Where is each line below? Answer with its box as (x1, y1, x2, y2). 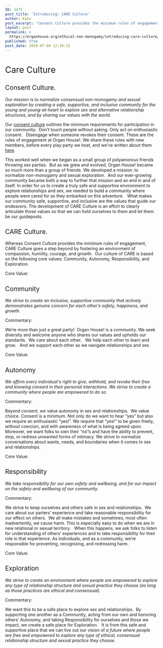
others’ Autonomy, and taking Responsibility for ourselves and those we (5, 616, 149, 623)
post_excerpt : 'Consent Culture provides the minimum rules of (5, 20, 136, 26)
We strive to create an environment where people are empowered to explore (5, 577, 158, 583)
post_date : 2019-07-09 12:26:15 (5, 43, 70, 48)
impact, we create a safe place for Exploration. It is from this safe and (5, 622, 147, 628)
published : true (5, 39, 38, 44)
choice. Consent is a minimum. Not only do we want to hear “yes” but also (5, 413, 153, 419)
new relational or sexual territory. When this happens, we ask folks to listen (5, 525, 157, 531)
